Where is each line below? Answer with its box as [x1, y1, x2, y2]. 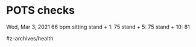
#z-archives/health [6, 35, 54, 42]
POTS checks [6, 4, 75, 17]
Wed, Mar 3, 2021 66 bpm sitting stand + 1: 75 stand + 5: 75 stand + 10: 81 [6, 23, 190, 30]
